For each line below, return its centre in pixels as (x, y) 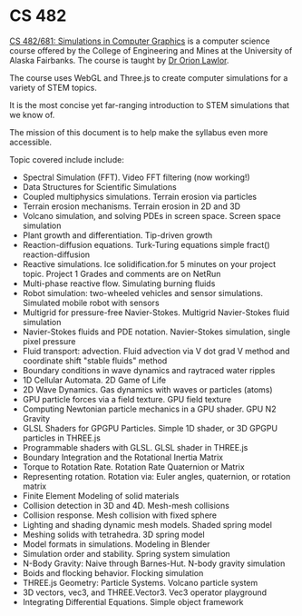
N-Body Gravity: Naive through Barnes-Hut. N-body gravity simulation (154, 563)
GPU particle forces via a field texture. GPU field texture (127, 399)
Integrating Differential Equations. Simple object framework (133, 601)
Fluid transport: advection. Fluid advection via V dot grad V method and (156, 351)
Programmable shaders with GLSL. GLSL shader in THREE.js (135, 447)
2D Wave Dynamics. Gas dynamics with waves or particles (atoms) (148, 389)
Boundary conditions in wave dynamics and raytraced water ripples (149, 370)
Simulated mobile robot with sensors (91, 303)
